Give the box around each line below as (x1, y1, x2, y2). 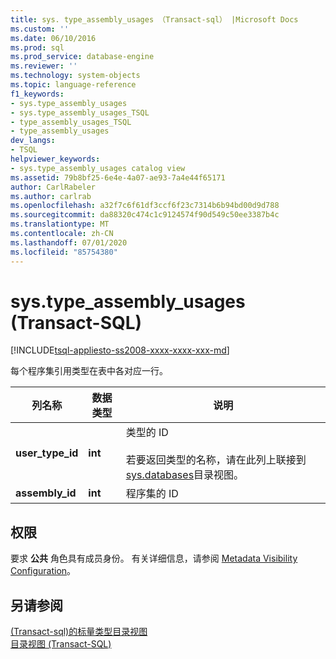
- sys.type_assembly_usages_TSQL (10, 107, 150, 118)
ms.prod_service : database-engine (10, 52, 155, 62)
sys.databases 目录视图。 (125, 468, 245, 482)
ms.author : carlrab (10, 191, 92, 201)
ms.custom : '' (10, 24, 70, 34)
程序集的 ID (125, 487, 179, 501)
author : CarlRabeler (10, 182, 97, 192)
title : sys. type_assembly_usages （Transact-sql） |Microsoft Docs (10, 14, 299, 25)
